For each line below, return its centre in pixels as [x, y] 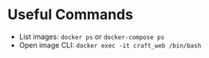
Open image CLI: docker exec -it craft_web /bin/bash [110, 44]
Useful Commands [70, 15]
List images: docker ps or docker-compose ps [92, 37]
